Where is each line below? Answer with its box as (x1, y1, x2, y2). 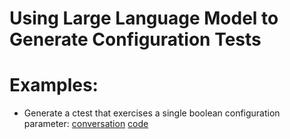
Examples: (9, 74, 99, 97)
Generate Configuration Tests (9, 28, 262, 51)
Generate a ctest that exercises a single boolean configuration (23, 107, 281, 119)
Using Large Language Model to (9, 7, 279, 30)
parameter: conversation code (23, 118, 149, 130)
